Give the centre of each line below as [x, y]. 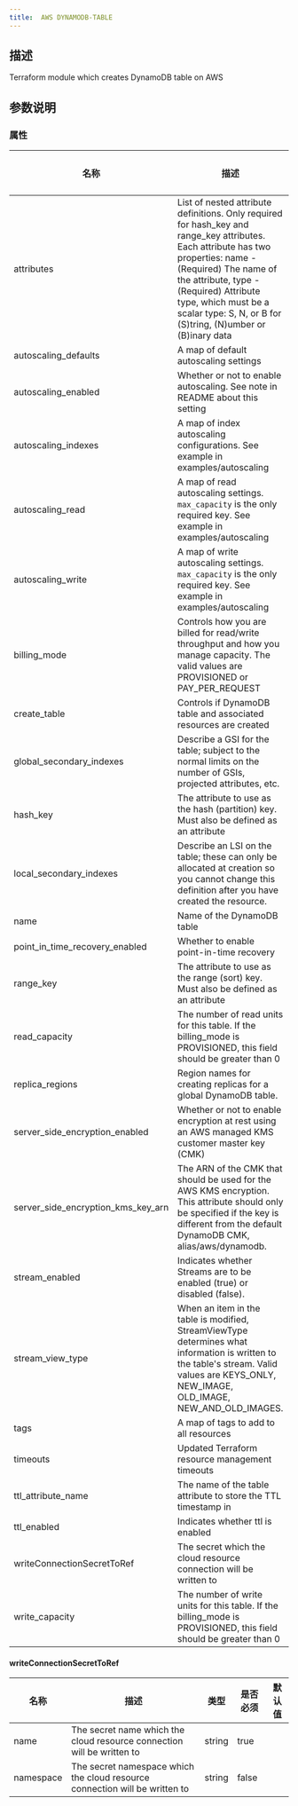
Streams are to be [214, 1272]
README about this [218, 398]
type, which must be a [223, 303]
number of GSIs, [211, 773]
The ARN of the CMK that [230, 1169]
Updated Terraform [217, 1448]
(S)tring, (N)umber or [221, 325]
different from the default [229, 1224]
